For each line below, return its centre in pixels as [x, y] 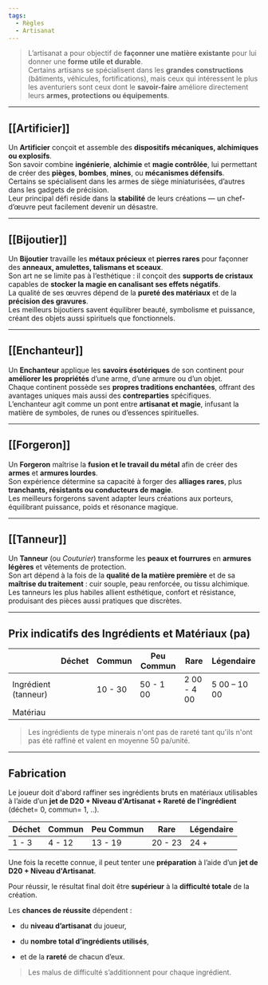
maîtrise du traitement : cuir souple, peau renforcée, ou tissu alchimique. [129, 584]
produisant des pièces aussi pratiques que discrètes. [95, 601]
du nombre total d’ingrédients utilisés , [84, 941]
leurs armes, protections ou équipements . [99, 96]
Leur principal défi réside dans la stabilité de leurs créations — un [117, 199]
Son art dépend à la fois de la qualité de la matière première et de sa [122, 575]
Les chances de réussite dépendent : [70, 911]
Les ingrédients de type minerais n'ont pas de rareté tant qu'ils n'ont [140, 733]
